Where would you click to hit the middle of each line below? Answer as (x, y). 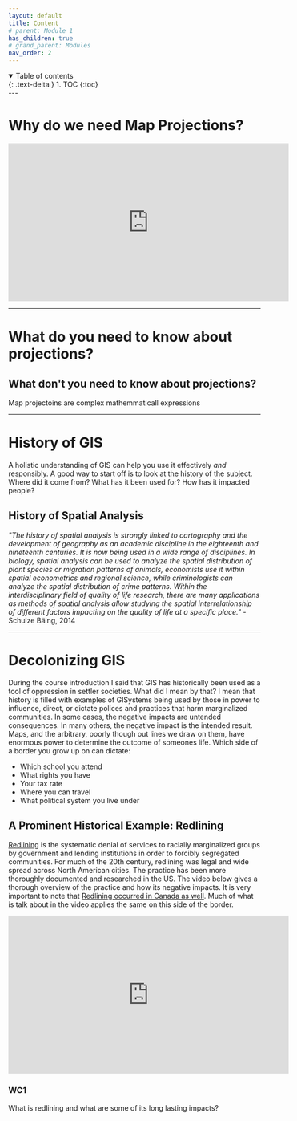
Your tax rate (41, 783)
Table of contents (44, 76)
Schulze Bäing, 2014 (42, 620)
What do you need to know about (120, 337)
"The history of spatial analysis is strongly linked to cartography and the (128, 535)
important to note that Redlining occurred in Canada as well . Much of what (131, 896)
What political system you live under (80, 800)
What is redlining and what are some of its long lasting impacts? (113, 1107)
